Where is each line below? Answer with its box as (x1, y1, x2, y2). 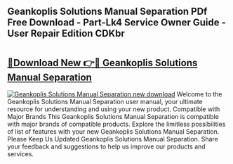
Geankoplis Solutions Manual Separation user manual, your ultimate (7, 98, 203, 106)
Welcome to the (176, 90, 222, 98)
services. (7, 150, 34, 158)
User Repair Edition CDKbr (7, 27, 125, 39)
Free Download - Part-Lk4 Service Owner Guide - (7, 17, 227, 29)
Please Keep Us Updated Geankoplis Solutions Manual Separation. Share (7, 135, 219, 143)
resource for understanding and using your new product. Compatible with (7, 105, 220, 113)
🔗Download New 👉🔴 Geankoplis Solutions (7, 56, 198, 69)
